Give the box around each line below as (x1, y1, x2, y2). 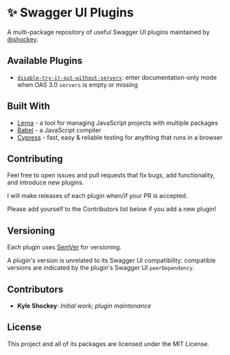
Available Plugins (7, 55, 82, 66)
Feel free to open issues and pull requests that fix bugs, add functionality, (7, 171, 215, 180)
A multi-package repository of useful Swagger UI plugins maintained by (7, 27, 210, 36)
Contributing (7, 153, 63, 164)
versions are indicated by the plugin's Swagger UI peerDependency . (7, 264, 194, 272)
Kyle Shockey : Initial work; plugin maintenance (16, 302, 152, 310)
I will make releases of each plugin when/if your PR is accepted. (7, 192, 188, 200)
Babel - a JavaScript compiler (16, 125, 102, 134)
